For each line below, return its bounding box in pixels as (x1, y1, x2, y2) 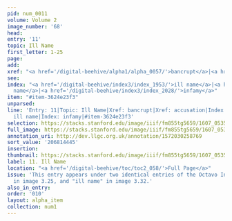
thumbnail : (7, 152, 39, 159)
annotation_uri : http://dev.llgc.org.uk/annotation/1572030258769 (7, 132, 202, 139)
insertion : (7, 145, 39, 152)
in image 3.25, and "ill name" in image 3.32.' (13, 177, 153, 184)
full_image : (7, 126, 41, 133)
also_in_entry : (7, 184, 51, 191)
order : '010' (7, 191, 45, 197)
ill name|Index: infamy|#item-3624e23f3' (13, 113, 135, 120)
